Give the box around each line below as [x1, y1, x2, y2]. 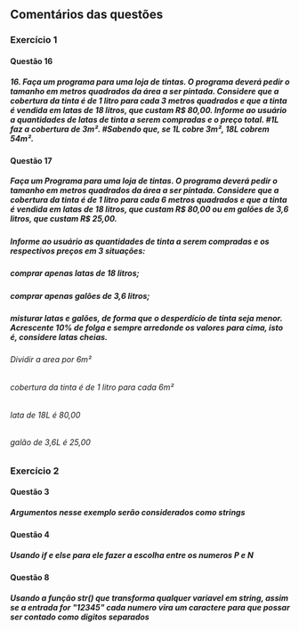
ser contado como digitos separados [10, 611, 149, 622]
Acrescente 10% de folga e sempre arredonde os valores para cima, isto [10, 322, 284, 333]
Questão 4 [10, 530, 50, 540]
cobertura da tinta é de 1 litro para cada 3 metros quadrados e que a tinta [10, 95, 287, 106]
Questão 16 [10, 55, 53, 66]
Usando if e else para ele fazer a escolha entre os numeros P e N [10, 549, 255, 560]
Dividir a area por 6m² [10, 354, 93, 365]
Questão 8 [10, 572, 50, 583]
